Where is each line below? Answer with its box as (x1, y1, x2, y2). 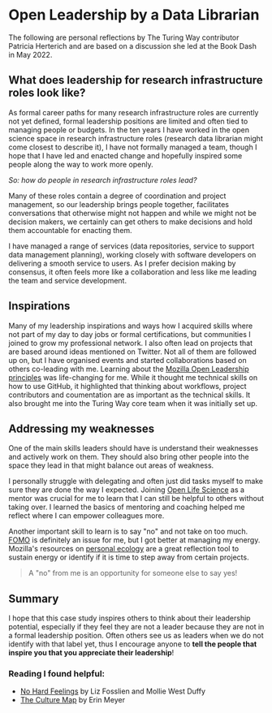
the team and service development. (8, 275, 127, 285)
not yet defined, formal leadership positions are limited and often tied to (8, 116, 248, 126)
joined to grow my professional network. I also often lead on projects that (8, 338, 253, 348)
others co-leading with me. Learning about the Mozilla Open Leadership (8, 364, 249, 374)
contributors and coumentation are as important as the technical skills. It (8, 390, 251, 400)
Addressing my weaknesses (8, 421, 155, 435)
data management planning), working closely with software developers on (8, 249, 257, 259)
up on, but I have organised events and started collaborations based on (8, 355, 247, 365)
